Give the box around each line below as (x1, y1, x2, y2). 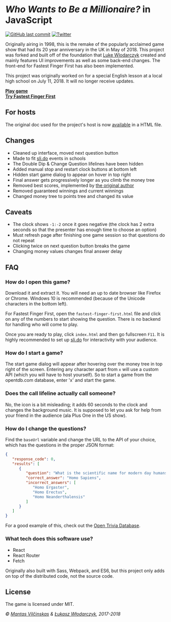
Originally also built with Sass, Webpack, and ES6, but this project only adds (5, 568, 165, 574)
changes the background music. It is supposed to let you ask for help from (5, 407, 161, 413)
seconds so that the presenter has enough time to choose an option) (12, 227, 157, 233)
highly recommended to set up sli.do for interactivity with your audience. (5, 337, 158, 343)
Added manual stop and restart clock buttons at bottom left (12, 166, 137, 172)
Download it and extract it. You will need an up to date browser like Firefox (5, 290, 161, 296)
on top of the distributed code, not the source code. (5, 573, 114, 579)
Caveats (5, 208, 32, 216)
